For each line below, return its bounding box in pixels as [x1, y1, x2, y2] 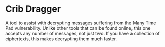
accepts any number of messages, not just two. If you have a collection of [5, 30, 160, 36]
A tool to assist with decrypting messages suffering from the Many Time [5, 20, 156, 26]
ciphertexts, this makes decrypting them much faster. [5, 36, 117, 42]
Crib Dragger [5, 3, 61, 15]
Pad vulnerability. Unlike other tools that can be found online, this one [5, 25, 151, 31]
